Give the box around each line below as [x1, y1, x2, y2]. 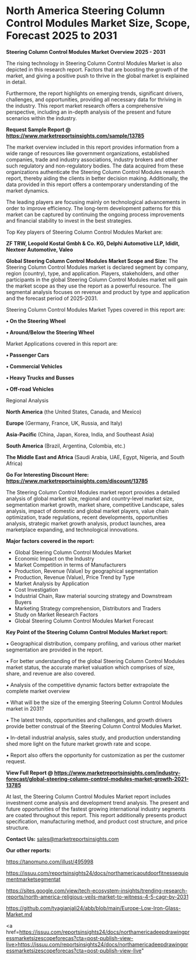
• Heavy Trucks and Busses [6, 374, 75, 381]
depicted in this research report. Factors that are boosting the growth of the [6, 66, 188, 73]
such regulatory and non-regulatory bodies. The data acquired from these [6, 162, 184, 169]
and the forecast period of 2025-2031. [6, 295, 98, 302]
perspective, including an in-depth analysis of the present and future [6, 108, 171, 115]
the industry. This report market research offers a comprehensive [6, 102, 163, 109]
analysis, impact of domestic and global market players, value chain [6, 507, 169, 514]
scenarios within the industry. [6, 114, 77, 121]
